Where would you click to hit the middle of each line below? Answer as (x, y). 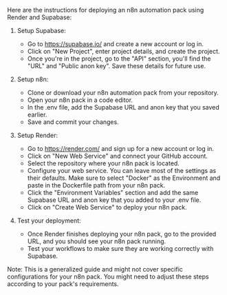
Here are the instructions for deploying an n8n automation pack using (106, 10)
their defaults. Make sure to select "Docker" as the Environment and (124, 178)
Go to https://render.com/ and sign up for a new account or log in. (121, 149)
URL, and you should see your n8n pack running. (97, 241)
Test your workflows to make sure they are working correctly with (120, 248)
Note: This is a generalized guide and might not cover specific (95, 269)
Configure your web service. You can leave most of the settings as (122, 171)
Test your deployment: (49, 221)
